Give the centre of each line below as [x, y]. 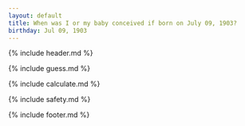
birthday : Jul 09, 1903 [48, 30]
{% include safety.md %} [49, 100]
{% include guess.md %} [49, 69]
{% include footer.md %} [49, 115]
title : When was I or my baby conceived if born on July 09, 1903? [123, 23]
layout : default [35, 16]
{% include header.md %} [51, 53]
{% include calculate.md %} [54, 84]
